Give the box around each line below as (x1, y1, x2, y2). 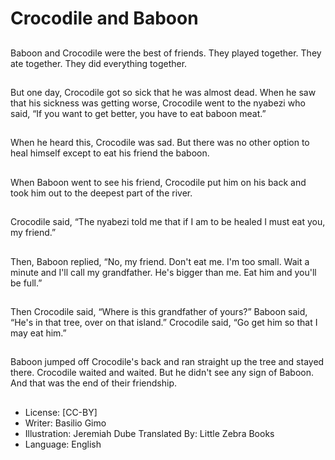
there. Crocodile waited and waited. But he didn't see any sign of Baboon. (10, 367, 315, 379)
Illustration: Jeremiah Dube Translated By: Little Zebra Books (24, 427, 275, 439)
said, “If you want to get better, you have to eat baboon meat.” (10, 107, 267, 119)
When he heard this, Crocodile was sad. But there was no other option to (10, 137, 310, 149)
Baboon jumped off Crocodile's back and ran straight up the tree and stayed (10, 356, 325, 368)
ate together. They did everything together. (10, 57, 188, 69)
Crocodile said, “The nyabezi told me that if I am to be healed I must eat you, (10, 216, 326, 228)
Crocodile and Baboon (10, 7, 199, 30)
